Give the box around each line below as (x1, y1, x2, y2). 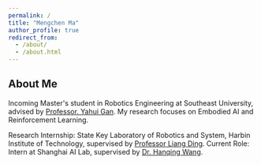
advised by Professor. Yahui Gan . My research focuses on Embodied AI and (8, 106, 254, 116)
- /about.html (15, 48, 62, 56)
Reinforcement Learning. (8, 115, 89, 125)
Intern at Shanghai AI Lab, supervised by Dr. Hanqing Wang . (8, 147, 203, 156)
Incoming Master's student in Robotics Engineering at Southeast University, (8, 98, 254, 107)
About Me (8, 77, 58, 91)
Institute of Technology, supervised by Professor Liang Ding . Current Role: (8, 139, 250, 148)
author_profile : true (8, 26, 80, 34)
